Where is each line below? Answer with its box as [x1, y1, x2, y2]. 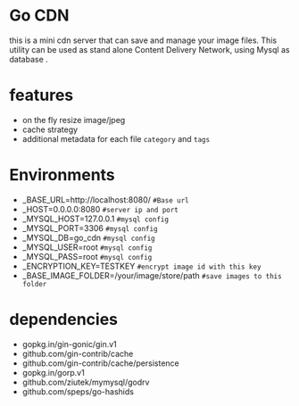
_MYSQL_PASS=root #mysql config [21, 251, 153, 261]
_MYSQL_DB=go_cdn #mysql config [21, 232, 156, 243]
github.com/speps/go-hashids [21, 385, 134, 397]
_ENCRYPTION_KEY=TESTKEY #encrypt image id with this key [21, 261, 262, 271]
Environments [9, 165, 116, 186]
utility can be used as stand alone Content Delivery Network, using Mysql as [9, 44, 290, 54]
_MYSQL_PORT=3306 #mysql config [21, 222, 158, 233]
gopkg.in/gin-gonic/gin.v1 [21, 338, 118, 349]
